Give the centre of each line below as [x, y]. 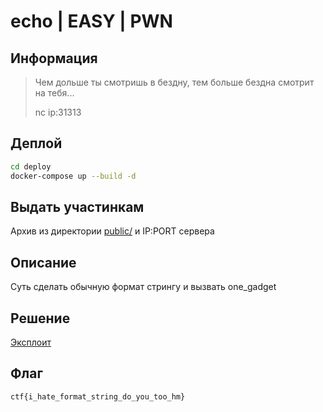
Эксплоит [31, 342]
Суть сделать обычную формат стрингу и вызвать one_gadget [143, 287]
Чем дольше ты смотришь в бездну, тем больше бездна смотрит [174, 82]
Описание [43, 262]
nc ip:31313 [58, 112]
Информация [54, 58]
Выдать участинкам [77, 206]
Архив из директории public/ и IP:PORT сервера [112, 231]
